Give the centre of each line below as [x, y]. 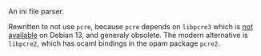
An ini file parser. [36, 11]
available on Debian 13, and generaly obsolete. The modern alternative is [128, 35]
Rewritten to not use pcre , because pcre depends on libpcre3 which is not [131, 26]
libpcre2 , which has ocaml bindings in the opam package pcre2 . [114, 43]
